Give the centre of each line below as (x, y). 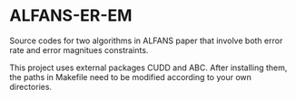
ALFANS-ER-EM (71, 16)
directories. (31, 86)
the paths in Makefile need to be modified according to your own (131, 76)
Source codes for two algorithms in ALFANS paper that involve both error (146, 40)
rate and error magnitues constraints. (79, 49)
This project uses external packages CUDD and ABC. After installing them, (148, 67)
